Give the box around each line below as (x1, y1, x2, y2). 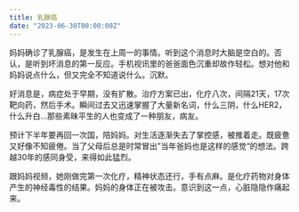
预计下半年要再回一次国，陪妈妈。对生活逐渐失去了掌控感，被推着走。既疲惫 (9, 129, 290, 140)
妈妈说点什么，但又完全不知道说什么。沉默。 (9, 69, 174, 80)
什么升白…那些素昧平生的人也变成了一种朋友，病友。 (9, 110, 204, 121)
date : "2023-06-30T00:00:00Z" (9, 21, 122, 30)
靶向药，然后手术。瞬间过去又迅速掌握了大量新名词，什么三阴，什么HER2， (9, 99, 287, 110)
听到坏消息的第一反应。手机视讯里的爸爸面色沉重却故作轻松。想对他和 (32, 58, 290, 69)
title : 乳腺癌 (9, 12, 58, 22)
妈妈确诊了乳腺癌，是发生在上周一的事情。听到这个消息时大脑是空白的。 (9, 46, 274, 58)
